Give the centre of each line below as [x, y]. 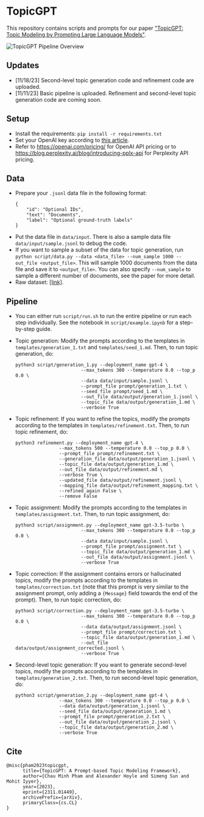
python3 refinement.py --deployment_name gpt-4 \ [79, 443]
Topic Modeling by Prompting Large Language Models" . [76, 34]
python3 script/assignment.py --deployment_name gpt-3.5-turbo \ [100, 525]
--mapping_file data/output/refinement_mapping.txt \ [128, 486]
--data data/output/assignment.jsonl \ [131, 627]
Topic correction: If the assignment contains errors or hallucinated [98, 574]
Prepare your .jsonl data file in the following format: [81, 193]
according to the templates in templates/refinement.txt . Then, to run [102, 425]
